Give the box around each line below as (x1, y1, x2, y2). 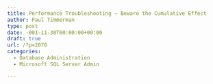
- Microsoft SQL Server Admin (13, 61, 99, 68)
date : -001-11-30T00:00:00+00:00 (7, 29, 103, 36)
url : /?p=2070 (7, 42, 48, 48)
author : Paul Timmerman (7, 16, 75, 23)
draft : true (7, 36, 41, 42)
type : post (7, 23, 38, 29)
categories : (7, 48, 41, 55)
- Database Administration (13, 55, 90, 61)
